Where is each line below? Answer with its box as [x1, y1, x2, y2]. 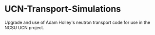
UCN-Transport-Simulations [4, 3, 121, 15]
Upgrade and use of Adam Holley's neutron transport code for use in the [4, 19, 151, 25]
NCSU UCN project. [4, 24, 44, 30]
